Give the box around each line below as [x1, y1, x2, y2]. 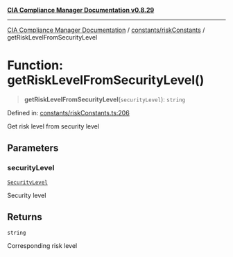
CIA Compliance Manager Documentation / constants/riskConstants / [7, 26, 205, 34]
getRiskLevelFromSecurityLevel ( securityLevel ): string [24, 95, 186, 103]
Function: [7, 58, 64, 74]
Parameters [7, 142, 59, 154]
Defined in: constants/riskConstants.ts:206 [7, 108, 130, 117]
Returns [7, 211, 43, 223]
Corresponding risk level [7, 242, 78, 250]
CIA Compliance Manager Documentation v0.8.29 [7, 6, 155, 14]
